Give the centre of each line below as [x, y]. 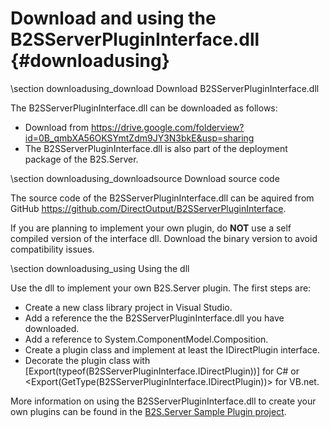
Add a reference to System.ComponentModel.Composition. [146, 339]
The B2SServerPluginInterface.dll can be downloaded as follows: [144, 108]
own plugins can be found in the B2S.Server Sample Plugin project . [148, 411]
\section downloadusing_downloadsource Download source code [145, 178]
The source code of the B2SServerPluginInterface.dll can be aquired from [162, 198]
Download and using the [113, 18]
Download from [56, 127]
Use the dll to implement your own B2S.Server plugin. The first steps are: [161, 288]
